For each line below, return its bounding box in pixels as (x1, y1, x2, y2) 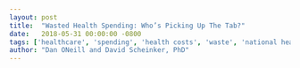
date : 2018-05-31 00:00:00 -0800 (9, 29, 142, 38)
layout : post (9, 12, 58, 22)
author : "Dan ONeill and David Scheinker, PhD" (9, 46, 190, 55)
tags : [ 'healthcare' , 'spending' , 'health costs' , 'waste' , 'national (9, 37, 278, 47)
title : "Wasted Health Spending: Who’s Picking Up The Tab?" (9, 21, 246, 30)
